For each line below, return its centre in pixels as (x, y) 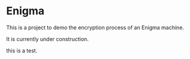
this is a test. (22, 50)
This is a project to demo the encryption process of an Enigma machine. (95, 27)
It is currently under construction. (47, 39)
